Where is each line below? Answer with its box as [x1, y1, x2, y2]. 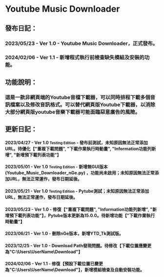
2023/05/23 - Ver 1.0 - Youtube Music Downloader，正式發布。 [5, 40, 158, 47]
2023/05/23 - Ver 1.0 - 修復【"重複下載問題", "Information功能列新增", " [5, 206, 153, 212]
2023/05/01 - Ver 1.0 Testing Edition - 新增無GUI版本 [5, 164, 108, 170]
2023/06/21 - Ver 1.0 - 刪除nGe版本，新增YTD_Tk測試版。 [5, 231, 123, 237]
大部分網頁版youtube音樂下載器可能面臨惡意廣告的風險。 [5, 108, 141, 115]
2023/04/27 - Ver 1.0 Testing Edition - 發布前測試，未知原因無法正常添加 [5, 139, 148, 145]
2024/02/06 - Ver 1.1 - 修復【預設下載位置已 [5, 261, 95, 267]
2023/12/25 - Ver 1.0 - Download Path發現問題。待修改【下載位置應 [5, 242, 143, 248]
